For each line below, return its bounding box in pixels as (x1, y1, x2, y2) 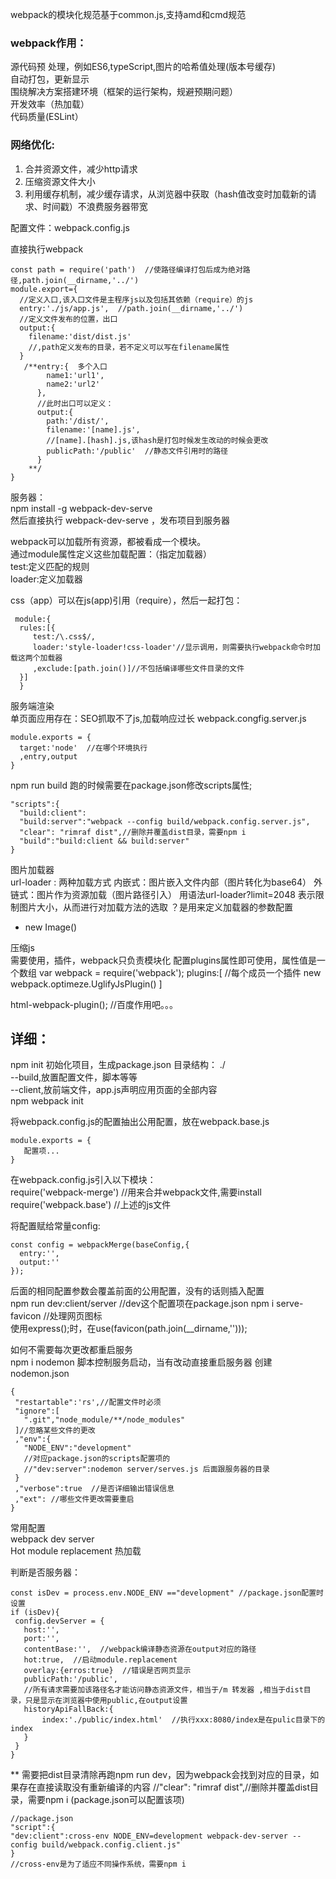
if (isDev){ (10, 1608, 60, 1618)
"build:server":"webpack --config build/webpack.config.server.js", (19, 816, 311, 827)
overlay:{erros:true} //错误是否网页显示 (23, 1666, 192, 1676)
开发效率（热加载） (10, 98, 90, 110)
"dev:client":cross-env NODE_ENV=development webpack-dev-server (10, 1831, 288, 1842)
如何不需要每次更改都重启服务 (10, 1344, 133, 1356)
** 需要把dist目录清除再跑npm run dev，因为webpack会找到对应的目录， (10, 1769, 311, 1781)
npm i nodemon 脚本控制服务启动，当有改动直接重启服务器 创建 (10, 1356, 273, 1368)
